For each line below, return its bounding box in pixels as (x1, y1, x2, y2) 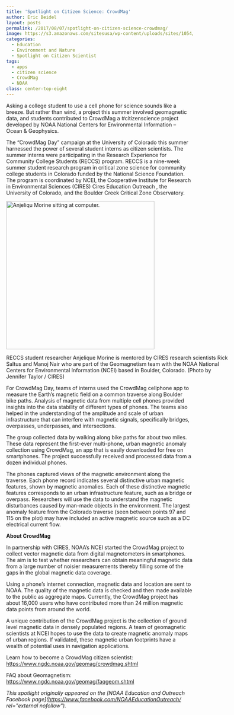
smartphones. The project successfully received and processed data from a (6, 452, 191, 459)
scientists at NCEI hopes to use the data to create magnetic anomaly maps (6, 630, 188, 637)
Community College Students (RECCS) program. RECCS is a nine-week (6, 158, 180, 165)
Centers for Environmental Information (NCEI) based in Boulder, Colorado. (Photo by (6, 366, 211, 374)
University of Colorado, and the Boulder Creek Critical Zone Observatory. (6, 189, 185, 196)
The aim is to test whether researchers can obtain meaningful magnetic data (6, 556, 193, 563)
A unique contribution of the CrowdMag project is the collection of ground (6, 617, 187, 624)
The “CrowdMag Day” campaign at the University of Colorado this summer (6, 139, 188, 146)
